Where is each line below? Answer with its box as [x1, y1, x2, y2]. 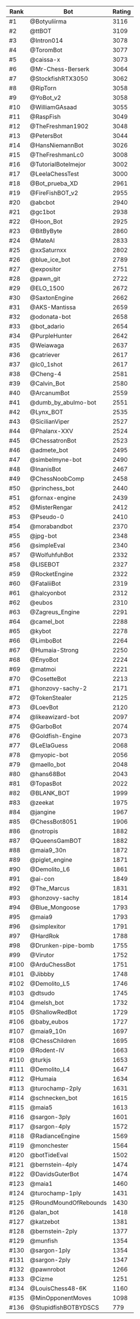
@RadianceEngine [30, 1132, 80, 1140]
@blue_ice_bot [30, 256, 71, 263]
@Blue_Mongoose [30, 903, 80, 911]
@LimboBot [30, 637, 62, 644]
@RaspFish [30, 113, 61, 121]
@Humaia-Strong [30, 646, 79, 654]
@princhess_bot [30, 484, 75, 492]
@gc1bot [30, 208, 55, 216]
